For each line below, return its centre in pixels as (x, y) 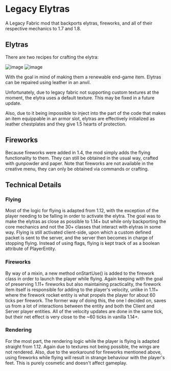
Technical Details (33, 185)
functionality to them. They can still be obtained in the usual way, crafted (82, 158)
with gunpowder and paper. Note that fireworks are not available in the (80, 163)
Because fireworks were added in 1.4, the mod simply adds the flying (78, 152)
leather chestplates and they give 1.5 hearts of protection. (66, 124)
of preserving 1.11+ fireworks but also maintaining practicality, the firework (83, 284)
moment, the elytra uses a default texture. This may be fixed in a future (80, 97)
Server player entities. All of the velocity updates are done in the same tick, (84, 311)
